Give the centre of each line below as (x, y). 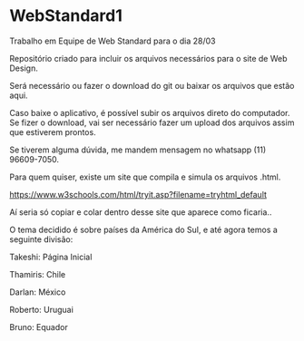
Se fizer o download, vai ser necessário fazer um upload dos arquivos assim (152, 122)
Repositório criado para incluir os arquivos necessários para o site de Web (148, 58)
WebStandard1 (66, 16)
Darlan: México (38, 292)
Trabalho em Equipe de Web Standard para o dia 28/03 (113, 41)
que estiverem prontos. (53, 132)
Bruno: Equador (39, 326)
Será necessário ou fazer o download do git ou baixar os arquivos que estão (152, 85)
